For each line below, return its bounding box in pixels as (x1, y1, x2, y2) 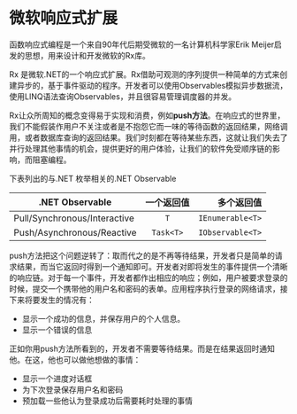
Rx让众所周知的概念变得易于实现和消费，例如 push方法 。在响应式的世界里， (9, 110, 286, 121)
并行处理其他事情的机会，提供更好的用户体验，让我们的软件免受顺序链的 (9, 143, 272, 153)
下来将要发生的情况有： (9, 294, 95, 305)
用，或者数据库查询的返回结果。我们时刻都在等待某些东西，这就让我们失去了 (9, 132, 288, 143)
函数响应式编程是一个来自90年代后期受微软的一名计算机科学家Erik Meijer (9, 39, 275, 50)
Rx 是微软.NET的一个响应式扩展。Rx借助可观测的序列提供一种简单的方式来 (9, 68, 280, 80)
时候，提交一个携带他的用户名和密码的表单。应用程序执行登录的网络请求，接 (9, 283, 288, 293)
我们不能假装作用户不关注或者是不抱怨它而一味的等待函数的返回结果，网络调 (9, 121, 288, 131)
